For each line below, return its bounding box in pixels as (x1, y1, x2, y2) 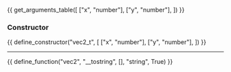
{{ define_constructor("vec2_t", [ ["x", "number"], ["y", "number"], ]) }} (7, 38, 206, 46)
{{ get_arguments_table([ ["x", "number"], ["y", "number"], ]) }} (7, 6, 185, 14)
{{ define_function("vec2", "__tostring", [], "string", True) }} (7, 58, 173, 66)
